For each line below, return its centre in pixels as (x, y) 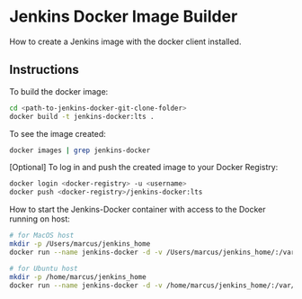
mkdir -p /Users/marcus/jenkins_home (80, 244)
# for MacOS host (42, 236)
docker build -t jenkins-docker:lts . (82, 116)
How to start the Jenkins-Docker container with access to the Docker (138, 210)
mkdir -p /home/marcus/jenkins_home (78, 276)
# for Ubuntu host (44, 268)
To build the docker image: (59, 91)
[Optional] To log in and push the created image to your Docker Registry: (144, 168)
